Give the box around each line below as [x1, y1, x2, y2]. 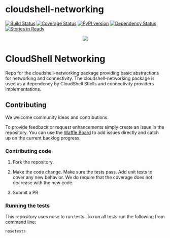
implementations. [5, 86, 42, 92]
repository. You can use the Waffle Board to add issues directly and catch [5, 129, 159, 135]
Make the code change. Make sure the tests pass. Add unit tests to [12, 168, 153, 175]
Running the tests [5, 202, 50, 209]
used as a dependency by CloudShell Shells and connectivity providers [5, 80, 154, 87]
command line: [5, 219, 37, 225]
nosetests [5, 229, 26, 234]
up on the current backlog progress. [5, 134, 81, 141]
